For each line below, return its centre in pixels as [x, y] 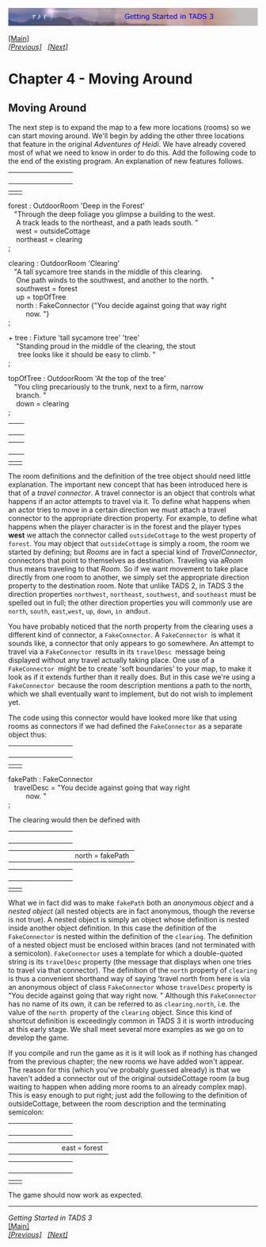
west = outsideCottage [53, 231]
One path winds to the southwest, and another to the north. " [115, 280]
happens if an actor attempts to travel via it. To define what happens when [129, 501]
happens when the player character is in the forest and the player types [125, 526]
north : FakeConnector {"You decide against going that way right [121, 305]
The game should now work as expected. [76, 1195]
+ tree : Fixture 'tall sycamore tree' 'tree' [74, 338]
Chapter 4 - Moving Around [101, 79]
